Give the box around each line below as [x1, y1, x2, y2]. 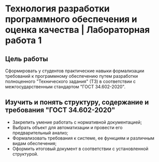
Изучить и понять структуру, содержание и [5, 98, 149, 107]
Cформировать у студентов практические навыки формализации [5, 68, 145, 74]
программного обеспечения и [5, 13, 138, 25]
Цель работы [5, 54, 48, 63]
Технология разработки [5, 3, 110, 14]
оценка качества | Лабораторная [5, 24, 150, 35]
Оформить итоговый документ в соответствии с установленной [12, 146, 149, 152]
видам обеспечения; [12, 140, 57, 146]
